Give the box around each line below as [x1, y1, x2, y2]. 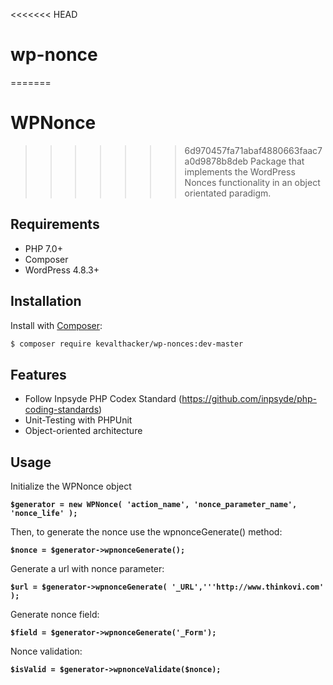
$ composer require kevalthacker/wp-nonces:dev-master [10, 339, 244, 349]
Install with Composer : [10, 319, 103, 331]
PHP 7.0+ [24, 242, 63, 254]
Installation [10, 293, 82, 310]
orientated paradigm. [184, 187, 272, 199]
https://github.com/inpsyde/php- [181, 393, 317, 405]
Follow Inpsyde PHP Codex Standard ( [24, 393, 183, 405]
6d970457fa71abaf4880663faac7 [184, 144, 323, 156]
